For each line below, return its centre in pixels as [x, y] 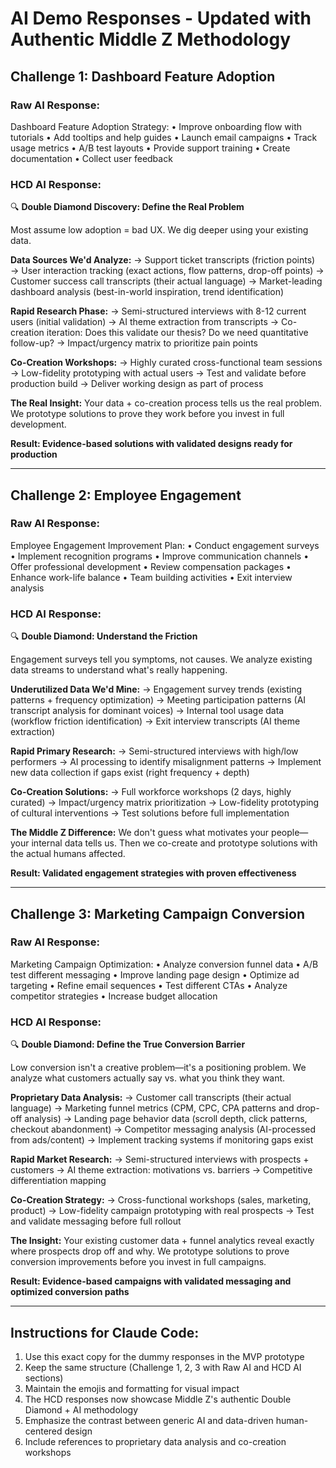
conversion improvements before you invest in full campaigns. [138, 1262]
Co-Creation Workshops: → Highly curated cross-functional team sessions [166, 363]
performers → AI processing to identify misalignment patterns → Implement [166, 762]
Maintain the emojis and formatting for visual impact [132, 1388]
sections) [44, 1378]
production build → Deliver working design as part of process [137, 384]
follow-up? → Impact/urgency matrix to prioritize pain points [134, 343]
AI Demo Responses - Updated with [161, 18]
